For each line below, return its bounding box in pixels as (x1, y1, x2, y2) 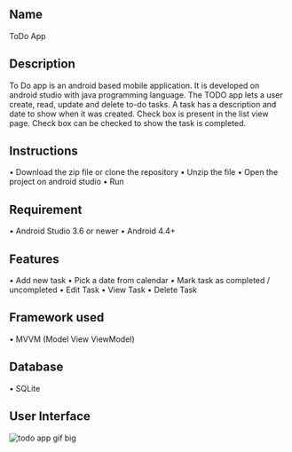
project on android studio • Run (9, 177, 124, 187)
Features (9, 251, 59, 266)
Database (9, 360, 64, 375)
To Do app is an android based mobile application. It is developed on (9, 80, 260, 91)
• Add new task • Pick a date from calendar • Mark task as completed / (9, 275, 271, 286)
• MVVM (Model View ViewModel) (9, 333, 135, 345)
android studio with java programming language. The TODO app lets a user (9, 89, 283, 100)
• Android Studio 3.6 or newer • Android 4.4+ (9, 226, 176, 236)
